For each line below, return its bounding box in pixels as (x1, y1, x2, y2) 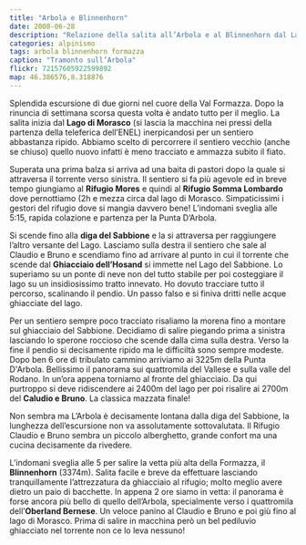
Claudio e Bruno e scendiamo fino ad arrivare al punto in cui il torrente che (9, 249, 290, 260)
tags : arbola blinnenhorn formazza (9, 47, 145, 57)
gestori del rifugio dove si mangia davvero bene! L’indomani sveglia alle (9, 202, 278, 213)
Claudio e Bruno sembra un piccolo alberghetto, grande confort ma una (9, 429, 278, 440)
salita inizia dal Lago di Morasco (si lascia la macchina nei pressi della (9, 117, 272, 128)
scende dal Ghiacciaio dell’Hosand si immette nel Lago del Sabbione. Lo (9, 259, 284, 270)
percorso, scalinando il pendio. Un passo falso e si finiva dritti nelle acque (9, 288, 287, 299)
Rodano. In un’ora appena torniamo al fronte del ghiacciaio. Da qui (9, 373, 258, 384)
